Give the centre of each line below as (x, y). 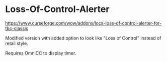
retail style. (17, 43)
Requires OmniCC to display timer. (41, 53)
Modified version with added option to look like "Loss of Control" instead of (83, 38)
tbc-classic (17, 28)
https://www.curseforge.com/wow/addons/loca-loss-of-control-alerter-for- (83, 23)
